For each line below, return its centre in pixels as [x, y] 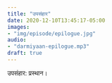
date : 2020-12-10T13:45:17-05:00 [56, 20]
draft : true [25, 53]
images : [19, 27]
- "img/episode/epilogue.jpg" [52, 33]
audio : [17, 40]
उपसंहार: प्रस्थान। [27, 73]
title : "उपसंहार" [29, 14]
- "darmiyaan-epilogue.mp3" [49, 46]
